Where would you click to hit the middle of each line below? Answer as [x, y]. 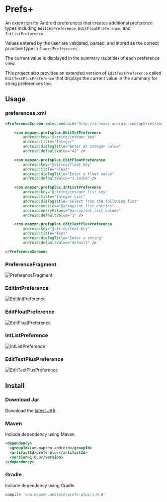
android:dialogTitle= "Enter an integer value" [72, 147]
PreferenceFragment [31, 264]
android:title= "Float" [46, 169]
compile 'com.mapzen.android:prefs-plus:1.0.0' [55, 495]
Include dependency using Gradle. [41, 485]
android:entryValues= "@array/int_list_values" [72, 210]
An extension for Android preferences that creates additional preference [79, 23]
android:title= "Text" [45, 234]
